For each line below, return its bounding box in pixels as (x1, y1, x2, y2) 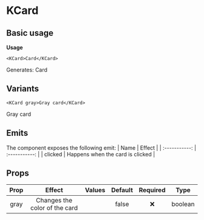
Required (138, 186, 166, 195)
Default (111, 186, 134, 195)
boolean (171, 200, 195, 208)
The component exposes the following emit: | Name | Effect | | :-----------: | (6, 144, 196, 152)
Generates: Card (6, 66, 47, 73)
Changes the (36, 196, 73, 205)
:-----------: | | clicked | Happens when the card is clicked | (6, 150, 155, 158)
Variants (6, 84, 39, 94)
